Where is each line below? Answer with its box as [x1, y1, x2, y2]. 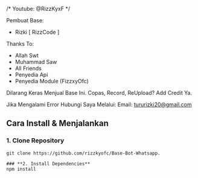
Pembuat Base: [6, 17, 44, 24]
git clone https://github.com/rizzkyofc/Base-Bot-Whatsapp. [6, 150, 161, 156]
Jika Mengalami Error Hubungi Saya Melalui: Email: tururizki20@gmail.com [6, 101, 192, 108]
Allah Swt [14, 52, 39, 59]
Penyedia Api [14, 71, 48, 78]
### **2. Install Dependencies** [6, 161, 91, 167]
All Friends [14, 65, 42, 72]
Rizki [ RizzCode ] [14, 28, 60, 36]
